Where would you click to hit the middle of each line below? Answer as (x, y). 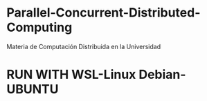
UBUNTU (33, 90)
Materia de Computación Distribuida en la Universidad (83, 46)
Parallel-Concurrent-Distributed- (103, 13)
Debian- (162, 75)
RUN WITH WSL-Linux (71, 75)
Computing (39, 27)
